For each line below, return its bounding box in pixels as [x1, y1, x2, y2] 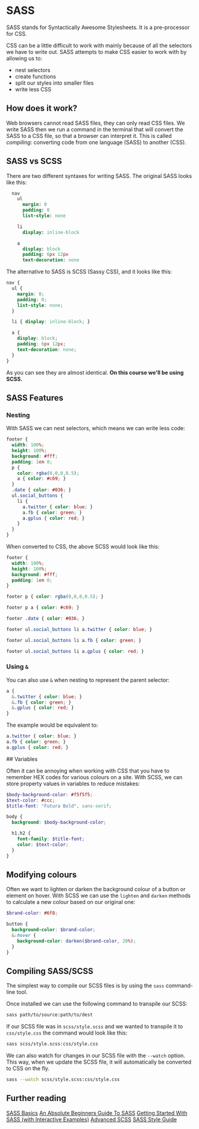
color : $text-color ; [17, 842, 69, 848]
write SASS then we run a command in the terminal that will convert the [6, 125, 183, 133]
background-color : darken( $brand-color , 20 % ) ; [17, 938, 136, 944]
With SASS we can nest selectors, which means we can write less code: [6, 425, 186, 432]
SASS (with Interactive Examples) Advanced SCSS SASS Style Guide [6, 1116, 177, 1123]
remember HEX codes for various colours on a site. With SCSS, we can [6, 773, 183, 780]
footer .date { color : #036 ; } [6, 615, 85, 621]
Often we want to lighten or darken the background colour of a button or [6, 886, 186, 893]
